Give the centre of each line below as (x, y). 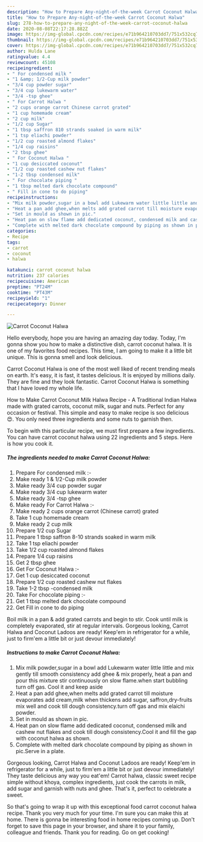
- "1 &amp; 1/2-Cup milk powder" (49, 79)
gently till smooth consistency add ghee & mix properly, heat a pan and (104, 674)
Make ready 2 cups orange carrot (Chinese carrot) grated (87, 511)
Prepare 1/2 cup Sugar (43, 531)
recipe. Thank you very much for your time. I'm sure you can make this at (98, 813)
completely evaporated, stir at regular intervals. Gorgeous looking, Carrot (98, 626)
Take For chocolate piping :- (51, 595)
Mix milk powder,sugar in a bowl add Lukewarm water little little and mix (105, 668)
